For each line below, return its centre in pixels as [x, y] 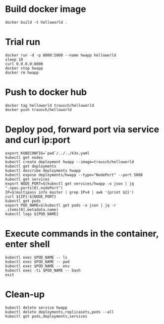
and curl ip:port [38, 140]
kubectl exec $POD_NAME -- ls [36, 257]
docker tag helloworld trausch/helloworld [50, 105]
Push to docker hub [46, 92]
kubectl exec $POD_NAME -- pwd [37, 261]
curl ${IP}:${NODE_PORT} [31, 196]
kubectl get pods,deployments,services [46, 316]
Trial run [23, 42]
